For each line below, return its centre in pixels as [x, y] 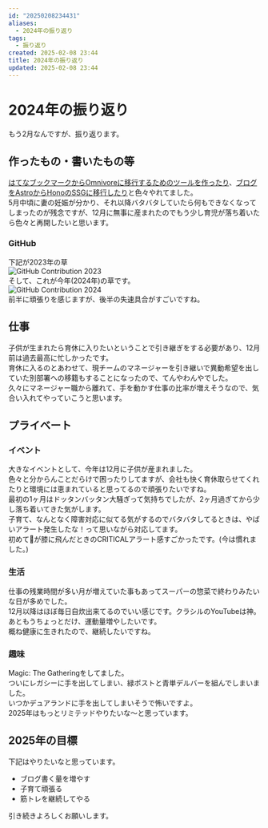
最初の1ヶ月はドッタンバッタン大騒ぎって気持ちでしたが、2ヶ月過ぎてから [131, 499]
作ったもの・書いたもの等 [71, 162]
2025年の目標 [43, 741]
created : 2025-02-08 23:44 [53, 53]
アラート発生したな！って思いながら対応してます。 [98, 529]
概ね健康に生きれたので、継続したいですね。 [82, 631]
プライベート [40, 425]
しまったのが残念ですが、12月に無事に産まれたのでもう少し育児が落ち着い [131, 212]
